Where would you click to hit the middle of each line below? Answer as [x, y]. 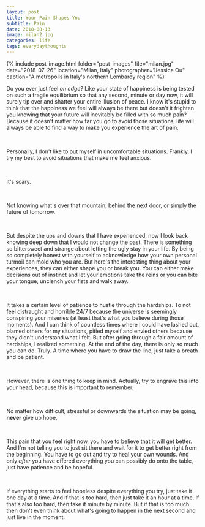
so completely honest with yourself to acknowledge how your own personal [102, 255]
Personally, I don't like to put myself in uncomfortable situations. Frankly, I [99, 151]
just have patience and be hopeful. [50, 467]
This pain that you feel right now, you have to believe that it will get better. [99, 441]
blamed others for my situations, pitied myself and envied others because [99, 331]
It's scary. [19, 181]
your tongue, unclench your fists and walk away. [67, 281]
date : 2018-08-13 [28, 29]
